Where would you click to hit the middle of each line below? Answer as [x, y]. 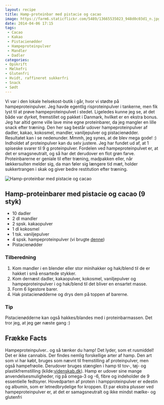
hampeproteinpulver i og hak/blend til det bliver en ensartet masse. [80, 284]
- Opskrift [16, 64]
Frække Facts [26, 338]
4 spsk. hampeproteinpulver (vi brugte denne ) [58, 240]
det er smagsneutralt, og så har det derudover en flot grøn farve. [70, 153]
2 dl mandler [25, 218]
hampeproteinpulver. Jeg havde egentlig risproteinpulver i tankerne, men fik [81, 107]
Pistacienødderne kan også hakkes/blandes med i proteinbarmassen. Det [79, 318]
